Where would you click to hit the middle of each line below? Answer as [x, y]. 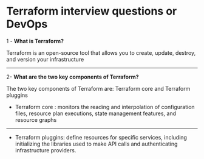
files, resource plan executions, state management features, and [96, 113]
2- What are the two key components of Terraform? [73, 77]
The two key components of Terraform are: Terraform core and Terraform [98, 88]
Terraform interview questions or [92, 11]
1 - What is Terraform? [35, 41]
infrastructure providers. [46, 150]
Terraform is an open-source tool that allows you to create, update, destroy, [101, 52]
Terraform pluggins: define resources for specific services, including [101, 137]
